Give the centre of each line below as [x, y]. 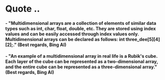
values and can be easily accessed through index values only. [72, 34]
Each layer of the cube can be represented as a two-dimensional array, [82, 62]
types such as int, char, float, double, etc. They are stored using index [81, 28]
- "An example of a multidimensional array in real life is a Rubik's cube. [81, 56]
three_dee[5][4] [143, 39]
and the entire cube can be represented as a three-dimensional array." [81, 67]
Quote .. [23, 9]
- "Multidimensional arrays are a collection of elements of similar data [81, 23]
